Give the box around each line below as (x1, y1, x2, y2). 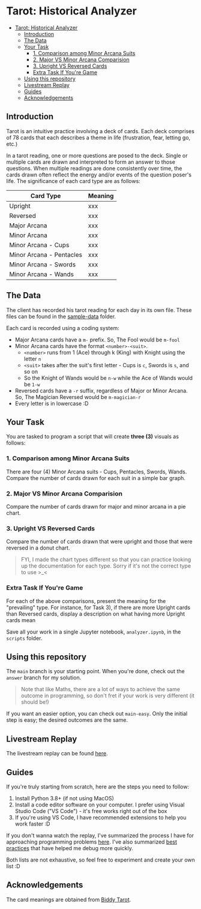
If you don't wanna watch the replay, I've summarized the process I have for (6, 832, 194, 839)
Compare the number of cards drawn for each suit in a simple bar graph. (6, 474, 186, 481)
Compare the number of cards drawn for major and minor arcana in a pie (6, 503, 186, 510)
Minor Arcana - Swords (9, 260, 76, 268)
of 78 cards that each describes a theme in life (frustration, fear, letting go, (6, 134, 191, 141)
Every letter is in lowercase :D (14, 400, 89, 407)
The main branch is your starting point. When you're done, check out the (6, 668, 185, 675)
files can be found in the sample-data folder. (6, 313, 116, 320)
